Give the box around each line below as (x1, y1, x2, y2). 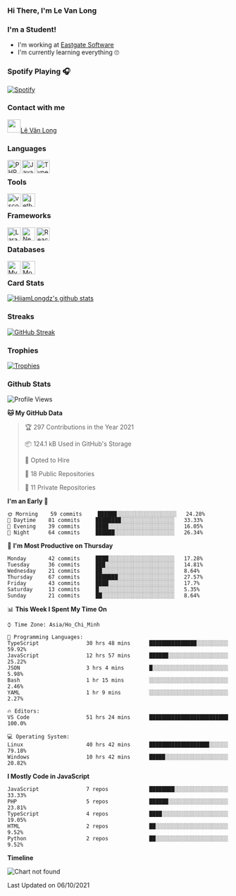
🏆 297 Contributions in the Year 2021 (24, 423, 135, 432)
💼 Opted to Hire (24, 456, 70, 464)
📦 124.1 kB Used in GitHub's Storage (24, 440, 132, 448)
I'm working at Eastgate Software (17, 41, 114, 49)
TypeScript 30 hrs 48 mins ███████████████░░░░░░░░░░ (7, 640, 229, 647)
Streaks (7, 312, 35, 322)
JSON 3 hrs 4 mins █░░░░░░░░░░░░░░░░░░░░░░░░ (7, 665, 229, 672)
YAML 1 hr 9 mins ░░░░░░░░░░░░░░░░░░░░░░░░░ (7, 689, 229, 696)
